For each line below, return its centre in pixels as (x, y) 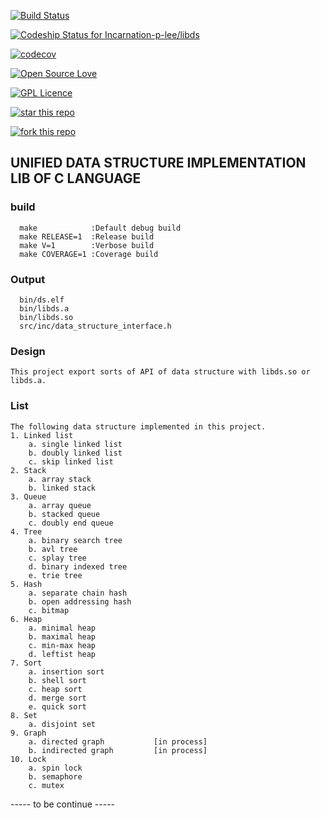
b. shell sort (57, 680)
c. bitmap (49, 610)
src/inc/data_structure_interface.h (95, 326)
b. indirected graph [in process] (118, 750)
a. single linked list (75, 444)
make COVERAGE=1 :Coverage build (89, 254)
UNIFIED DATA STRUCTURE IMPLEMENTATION (158, 163)
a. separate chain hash (78, 593)
